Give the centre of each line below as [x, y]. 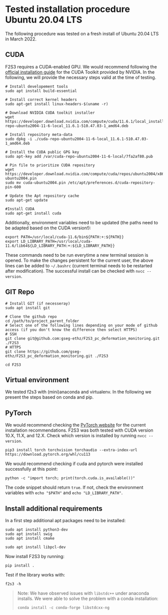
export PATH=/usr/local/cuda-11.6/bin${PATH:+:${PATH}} [64, 237]
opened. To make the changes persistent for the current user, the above [79, 260]
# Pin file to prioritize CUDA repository [50, 165]
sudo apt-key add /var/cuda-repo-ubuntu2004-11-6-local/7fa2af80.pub [79, 156]
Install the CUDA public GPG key [44, 152]
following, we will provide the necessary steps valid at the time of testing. [81, 77]
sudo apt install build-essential [41, 91]
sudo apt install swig [29, 534]
